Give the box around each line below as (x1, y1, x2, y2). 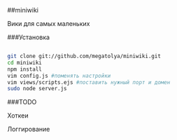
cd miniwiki (7, 59, 42, 66)
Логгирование (7, 125, 50, 134)
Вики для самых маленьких (7, 20, 90, 27)
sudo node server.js (7, 85, 68, 92)
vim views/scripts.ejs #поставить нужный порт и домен (7, 78, 171, 86)
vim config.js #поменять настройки (7, 72, 111, 79)
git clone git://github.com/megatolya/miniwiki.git (7, 52, 161, 59)
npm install (7, 66, 42, 73)
